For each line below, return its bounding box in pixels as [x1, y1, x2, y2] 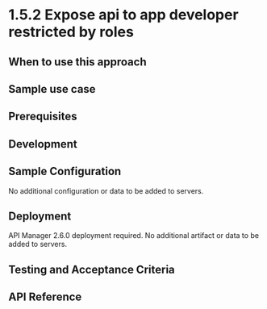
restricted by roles [8, 23, 135, 41]
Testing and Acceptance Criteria [8, 262, 175, 276]
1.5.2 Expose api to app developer [8, 6, 240, 24]
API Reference [8, 290, 82, 304]
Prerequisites [8, 110, 77, 123]
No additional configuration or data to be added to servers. [8, 186, 204, 195]
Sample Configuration [8, 165, 122, 178]
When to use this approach [8, 55, 147, 69]
